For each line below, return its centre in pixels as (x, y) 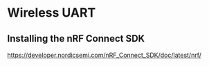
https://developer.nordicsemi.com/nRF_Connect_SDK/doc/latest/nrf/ (104, 55)
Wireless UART (52, 13)
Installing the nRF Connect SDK (76, 39)
